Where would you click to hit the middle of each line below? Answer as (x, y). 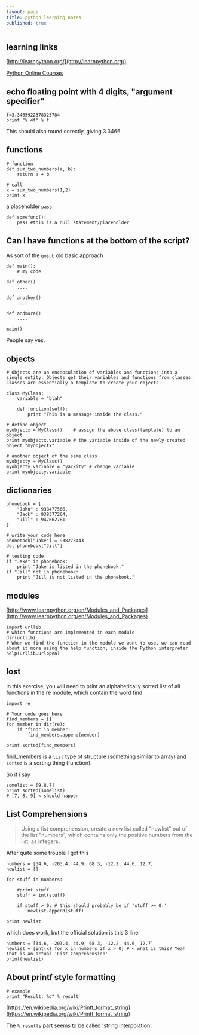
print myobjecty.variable (38, 472)
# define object (26, 425)
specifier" (25, 101)
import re (19, 703)
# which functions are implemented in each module (71, 633)
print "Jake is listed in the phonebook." (71, 567)
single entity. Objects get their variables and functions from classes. (100, 378)
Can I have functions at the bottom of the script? (98, 241)
